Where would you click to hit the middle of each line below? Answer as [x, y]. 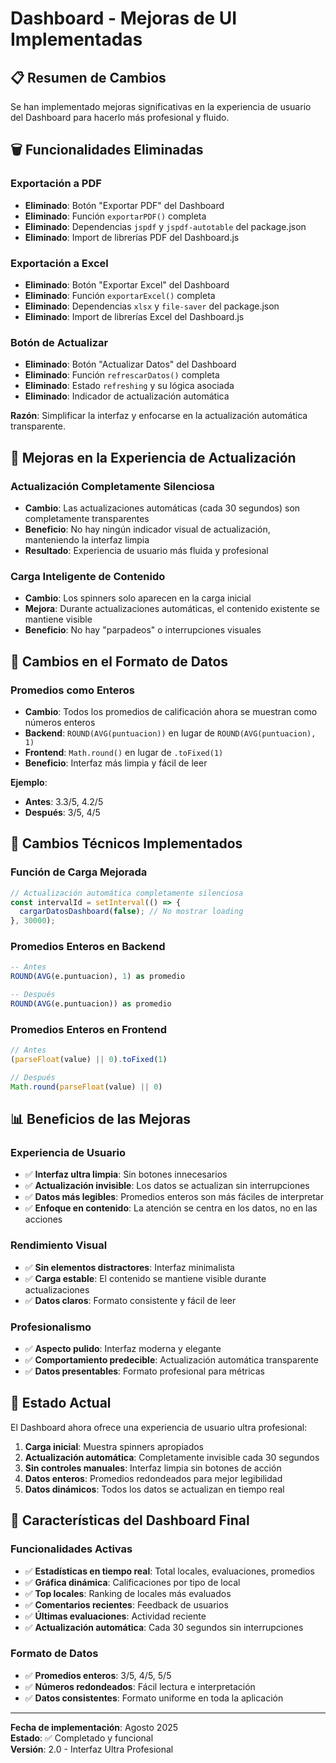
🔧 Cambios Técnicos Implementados [126, 843]
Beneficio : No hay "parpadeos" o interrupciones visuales [143, 630]
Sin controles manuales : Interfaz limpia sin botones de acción [153, 1468]
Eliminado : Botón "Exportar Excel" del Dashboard [127, 284]
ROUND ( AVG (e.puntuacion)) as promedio [91, 1004]
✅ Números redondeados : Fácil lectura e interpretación [140, 1686]
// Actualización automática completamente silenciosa [127, 893]
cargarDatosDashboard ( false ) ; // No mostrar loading [131, 912]
